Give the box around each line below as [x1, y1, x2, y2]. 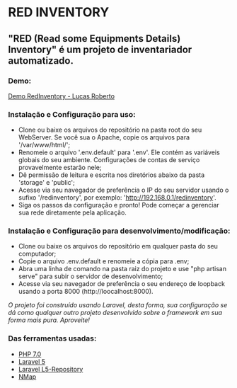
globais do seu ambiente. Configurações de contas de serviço [18, 156, 200, 164]
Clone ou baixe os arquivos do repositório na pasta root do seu [18, 125, 202, 135]
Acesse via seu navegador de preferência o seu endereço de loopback [18, 280, 226, 288]
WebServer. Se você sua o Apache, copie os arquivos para [18, 133, 190, 142]
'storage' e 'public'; [18, 178, 75, 187]
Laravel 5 [18, 357, 45, 365]
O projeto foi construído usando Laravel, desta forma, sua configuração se [8, 301, 228, 309]
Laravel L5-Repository [18, 365, 83, 373]
